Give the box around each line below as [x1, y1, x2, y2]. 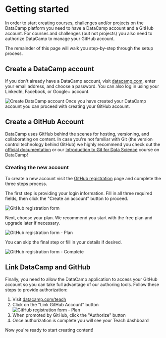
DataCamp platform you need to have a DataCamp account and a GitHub [5, 25, 154, 31]
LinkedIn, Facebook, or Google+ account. [5, 88, 90, 95]
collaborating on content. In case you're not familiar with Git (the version [5, 136, 153, 142]
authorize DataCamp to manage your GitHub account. [5, 36, 115, 42]
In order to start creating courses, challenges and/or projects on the [5, 20, 144, 26]
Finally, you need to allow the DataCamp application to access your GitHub [5, 276, 158, 282]
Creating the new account [5, 164, 69, 171]
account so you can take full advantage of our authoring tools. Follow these [5, 281, 160, 288]
